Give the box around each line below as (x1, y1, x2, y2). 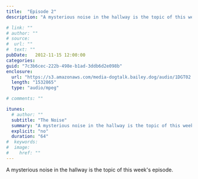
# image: (6, 145, 31, 151)
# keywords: (6, 139, 38, 145)
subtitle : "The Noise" (11, 117, 67, 123)
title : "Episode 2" (6, 8, 57, 15)
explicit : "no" (11, 128, 49, 134)
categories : (6, 57, 35, 64)
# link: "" (6, 25, 33, 31)
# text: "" (6, 47, 35, 53)
